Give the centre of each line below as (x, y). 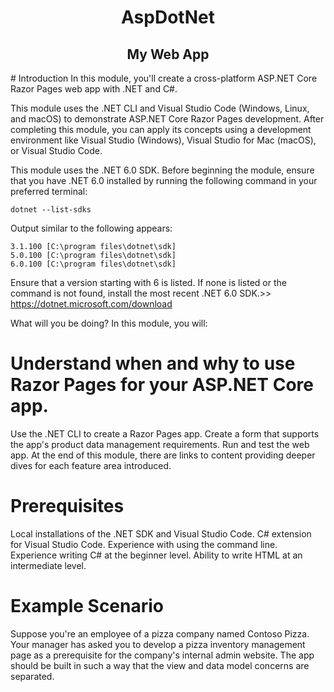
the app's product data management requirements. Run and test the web (160, 444)
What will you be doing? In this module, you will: (109, 323)
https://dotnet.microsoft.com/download (91, 304)
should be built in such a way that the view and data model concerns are (160, 665)
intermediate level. (48, 565)
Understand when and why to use (153, 363)
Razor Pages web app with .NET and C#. (94, 89)
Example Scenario (87, 606)
